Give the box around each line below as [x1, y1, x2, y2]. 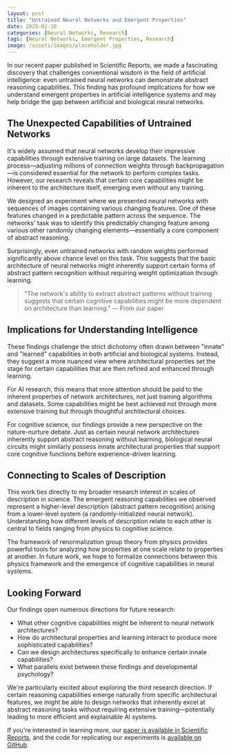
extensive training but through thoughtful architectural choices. [7, 407, 186, 415]
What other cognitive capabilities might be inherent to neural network [17, 618, 214, 627]
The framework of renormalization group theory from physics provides [7, 538, 208, 546]
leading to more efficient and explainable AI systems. [7, 713, 158, 721]
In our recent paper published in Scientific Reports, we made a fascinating [7, 61, 218, 69]
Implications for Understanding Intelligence [7, 324, 199, 336]
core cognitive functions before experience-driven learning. [7, 450, 177, 458]
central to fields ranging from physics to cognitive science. [7, 525, 174, 533]
